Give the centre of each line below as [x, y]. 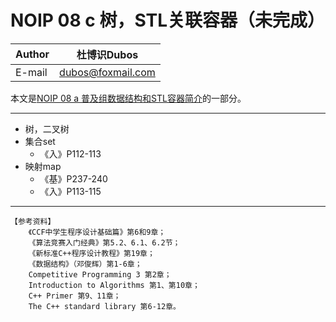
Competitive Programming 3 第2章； [100, 274]
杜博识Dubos [107, 54]
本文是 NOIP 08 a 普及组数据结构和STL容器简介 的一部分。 [128, 98]
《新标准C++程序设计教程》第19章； [91, 253]
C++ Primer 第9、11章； [75, 296]
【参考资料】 [33, 221]
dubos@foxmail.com [107, 72]
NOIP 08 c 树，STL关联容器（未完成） [168, 20]
